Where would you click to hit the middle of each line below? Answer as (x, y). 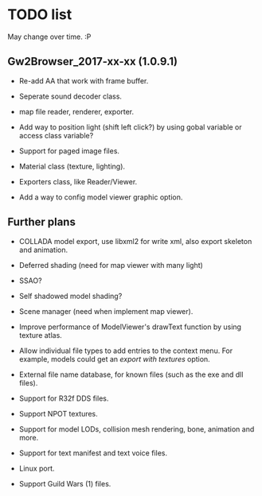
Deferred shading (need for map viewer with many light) (111, 265)
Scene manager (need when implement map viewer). (106, 311)
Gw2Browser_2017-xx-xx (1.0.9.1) (93, 62)
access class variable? (56, 135)
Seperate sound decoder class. (70, 96)
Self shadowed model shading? (70, 296)
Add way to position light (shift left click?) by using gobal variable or (130, 127)
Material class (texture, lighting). (72, 166)
